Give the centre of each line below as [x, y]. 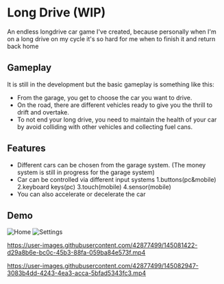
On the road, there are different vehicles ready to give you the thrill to [115, 105]
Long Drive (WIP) [57, 13]
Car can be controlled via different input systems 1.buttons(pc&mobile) [117, 179]
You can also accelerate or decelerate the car [81, 194]
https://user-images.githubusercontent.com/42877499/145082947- [103, 266]
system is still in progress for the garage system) [86, 172]
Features [26, 149]
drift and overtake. [43, 112]
